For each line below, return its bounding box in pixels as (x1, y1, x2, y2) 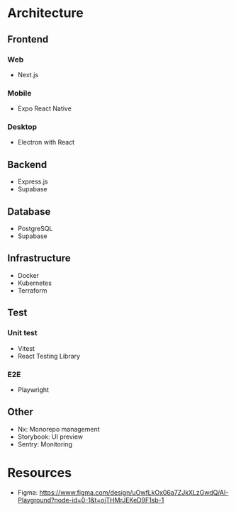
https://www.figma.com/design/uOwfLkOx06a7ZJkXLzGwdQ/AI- (39, 488, 229, 497)
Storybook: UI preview (17, 432, 84, 441)
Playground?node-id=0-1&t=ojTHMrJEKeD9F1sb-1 (17, 495, 164, 504)
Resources (7, 464, 72, 481)
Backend (7, 158, 47, 171)
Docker (17, 271, 40, 279)
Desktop (7, 122, 38, 132)
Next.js (17, 70, 39, 79)
